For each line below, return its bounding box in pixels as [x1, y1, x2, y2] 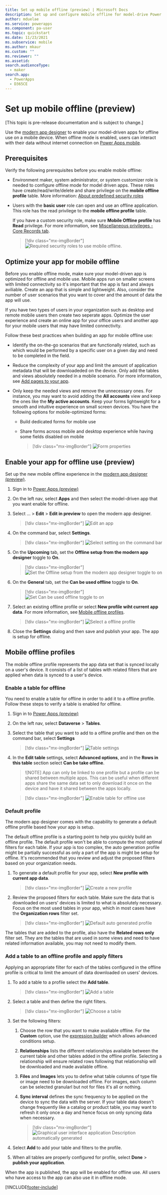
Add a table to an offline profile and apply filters [5, 953, 123, 960]
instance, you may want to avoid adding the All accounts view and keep [12, 393, 161, 399]
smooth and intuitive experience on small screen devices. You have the [12, 404, 159, 410]
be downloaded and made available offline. [19, 1063, 109, 1069]
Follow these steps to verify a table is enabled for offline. [5, 701, 122, 707]
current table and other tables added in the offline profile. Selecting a [19, 1053, 162, 1059]
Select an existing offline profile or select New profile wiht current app [12, 604, 159, 610]
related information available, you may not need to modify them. [5, 940, 137, 946]
